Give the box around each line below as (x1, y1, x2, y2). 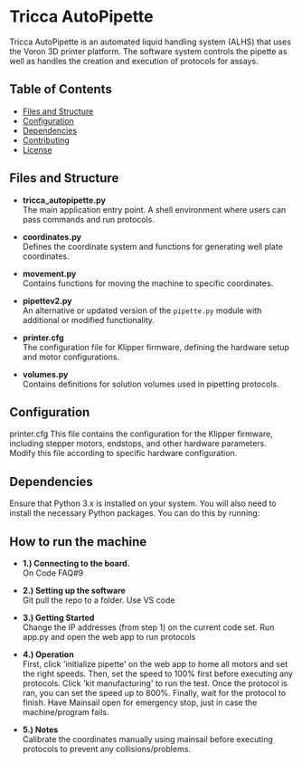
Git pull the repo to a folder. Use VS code (22, 595, 175, 606)
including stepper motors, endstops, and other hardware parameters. (9, 438, 267, 449)
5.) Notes (22, 724, 59, 735)
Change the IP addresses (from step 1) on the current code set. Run (22, 622, 275, 633)
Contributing (22, 134, 70, 146)
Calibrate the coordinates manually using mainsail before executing (22, 734, 274, 744)
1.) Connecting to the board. (22, 558, 130, 568)
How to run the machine (9, 534, 147, 549)
